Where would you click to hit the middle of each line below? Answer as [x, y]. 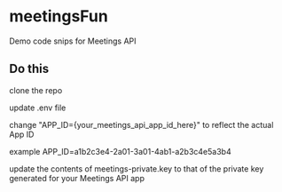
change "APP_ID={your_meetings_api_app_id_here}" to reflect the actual [141, 124]
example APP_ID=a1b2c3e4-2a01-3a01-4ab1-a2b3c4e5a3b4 [121, 151]
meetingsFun [59, 16]
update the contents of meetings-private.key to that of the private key [137, 168]
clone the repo [36, 90]
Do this [29, 69]
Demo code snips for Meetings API [73, 41]
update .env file [38, 108]
